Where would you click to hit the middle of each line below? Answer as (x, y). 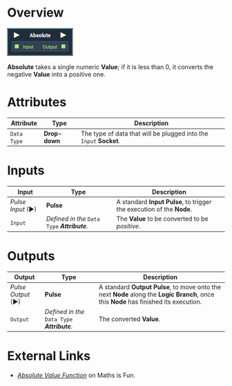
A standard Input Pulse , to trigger (164, 201)
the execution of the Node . (154, 209)
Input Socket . (100, 140)
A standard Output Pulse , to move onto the (160, 287)
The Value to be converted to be (162, 219)
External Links (49, 356)
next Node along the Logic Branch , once (157, 295)
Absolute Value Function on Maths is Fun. (76, 375)
